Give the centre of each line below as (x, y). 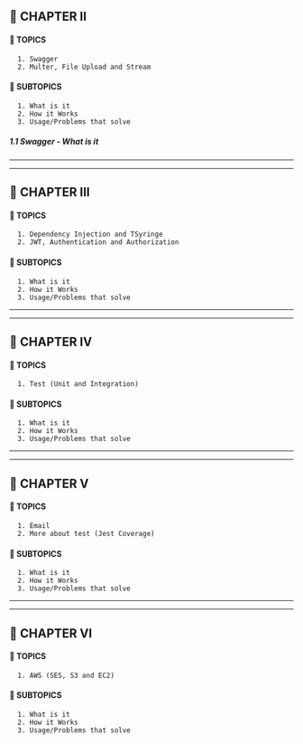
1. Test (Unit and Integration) (78, 384)
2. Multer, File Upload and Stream (84, 67)
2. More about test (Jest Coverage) (86, 533)
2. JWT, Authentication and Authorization (98, 242)
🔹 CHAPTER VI (51, 633)
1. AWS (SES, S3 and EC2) (66, 675)
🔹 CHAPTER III (50, 192)
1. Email (34, 525)
